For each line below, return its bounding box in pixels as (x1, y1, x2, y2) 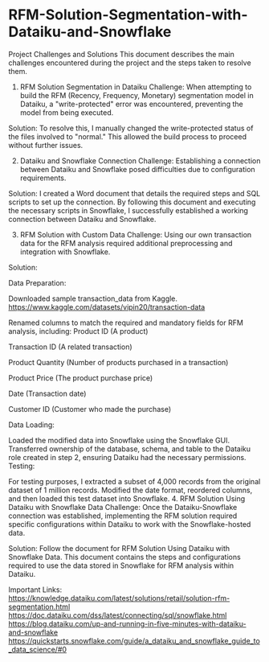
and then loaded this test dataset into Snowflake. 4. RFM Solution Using (8, 493, 246, 504)
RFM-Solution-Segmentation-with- (8, 6, 248, 24)
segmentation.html (8, 602, 71, 611)
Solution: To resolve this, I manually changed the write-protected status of (8, 123, 254, 133)
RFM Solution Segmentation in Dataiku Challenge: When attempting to (19, 82, 252, 92)
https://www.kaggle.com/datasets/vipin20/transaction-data (8, 302, 206, 311)
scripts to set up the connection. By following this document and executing (8, 197, 256, 207)
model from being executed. (19, 107, 114, 117)
